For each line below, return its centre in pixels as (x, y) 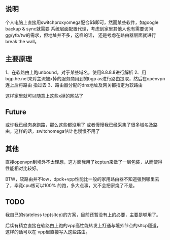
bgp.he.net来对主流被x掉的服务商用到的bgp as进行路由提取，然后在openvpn (85, 78)
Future (16, 112)
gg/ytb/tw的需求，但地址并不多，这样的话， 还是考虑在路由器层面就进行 (81, 35)
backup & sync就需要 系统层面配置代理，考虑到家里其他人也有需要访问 (79, 28)
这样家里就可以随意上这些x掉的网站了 (44, 96)
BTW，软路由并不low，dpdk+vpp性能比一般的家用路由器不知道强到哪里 (80, 179)
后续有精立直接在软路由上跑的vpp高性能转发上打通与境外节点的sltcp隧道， (83, 226)
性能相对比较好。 (23, 168)
